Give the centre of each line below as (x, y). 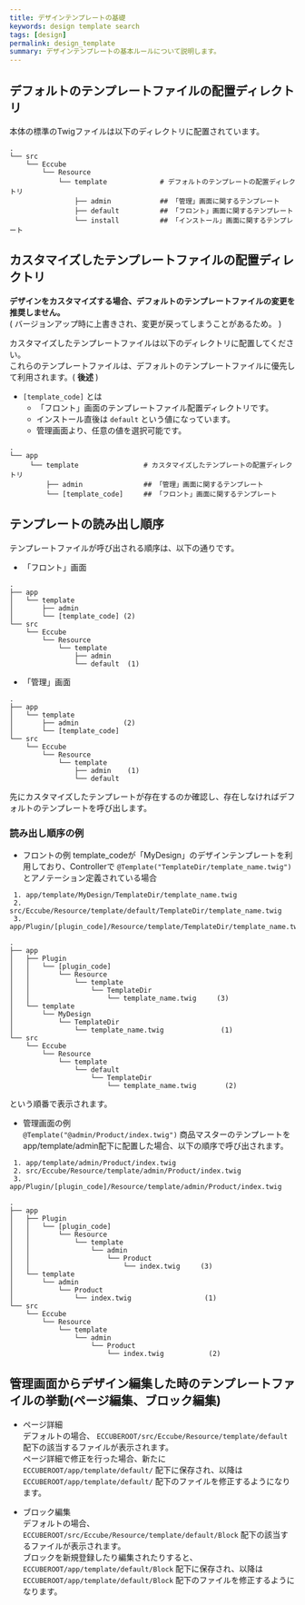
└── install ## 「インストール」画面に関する (170, 220)
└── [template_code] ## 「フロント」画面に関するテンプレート (162, 494)
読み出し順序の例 (47, 834)
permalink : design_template (63, 43)
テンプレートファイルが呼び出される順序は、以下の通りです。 (124, 548)
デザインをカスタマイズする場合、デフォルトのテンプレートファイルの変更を (152, 301)
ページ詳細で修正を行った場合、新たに (94, 1458)
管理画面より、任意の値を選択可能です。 (111, 430)
